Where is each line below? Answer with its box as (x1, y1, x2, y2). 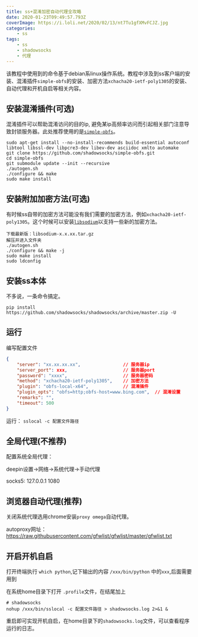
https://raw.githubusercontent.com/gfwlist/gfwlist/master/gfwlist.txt (6, 533, 173, 540)
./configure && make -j (6, 248, 65, 254)
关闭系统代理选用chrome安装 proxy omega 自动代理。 (6, 513, 132, 520)
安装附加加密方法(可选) (6, 194, 90, 204)
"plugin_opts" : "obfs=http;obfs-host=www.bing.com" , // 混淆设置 (17, 389, 181, 395)
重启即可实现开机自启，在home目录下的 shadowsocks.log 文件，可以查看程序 (6, 617, 190, 625)
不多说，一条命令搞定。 (6, 293, 63, 300)
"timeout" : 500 (17, 400, 55, 406)
